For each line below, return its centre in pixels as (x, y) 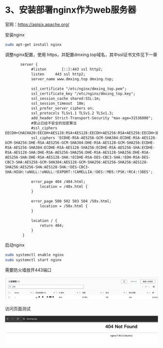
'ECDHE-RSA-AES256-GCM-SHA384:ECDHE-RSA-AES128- (107, 138)
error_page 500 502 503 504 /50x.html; (71, 201)
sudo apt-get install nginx (33, 44)
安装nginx (15, 35)
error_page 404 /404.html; (58, 182)
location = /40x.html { (64, 186)
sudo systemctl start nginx (33, 260)
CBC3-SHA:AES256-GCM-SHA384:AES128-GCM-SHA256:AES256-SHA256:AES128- (77, 162)
